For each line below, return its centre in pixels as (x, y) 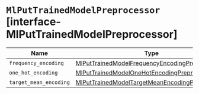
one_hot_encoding (33, 72)
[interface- (33, 22)
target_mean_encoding (39, 82)
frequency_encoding (36, 63)
